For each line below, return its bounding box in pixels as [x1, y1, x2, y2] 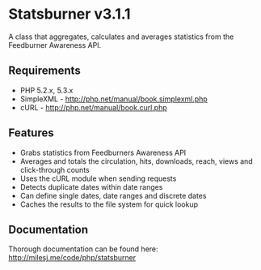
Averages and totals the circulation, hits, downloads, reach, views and [19, 156, 253, 166]
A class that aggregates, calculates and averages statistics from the [8, 32, 234, 41]
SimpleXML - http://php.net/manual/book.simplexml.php [19, 94, 208, 104]
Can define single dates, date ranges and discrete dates [19, 191, 207, 200]
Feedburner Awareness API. [8, 40, 102, 49]
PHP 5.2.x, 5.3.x [19, 85, 74, 95]
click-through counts [19, 165, 91, 174]
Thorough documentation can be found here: [8, 244, 159, 254]
